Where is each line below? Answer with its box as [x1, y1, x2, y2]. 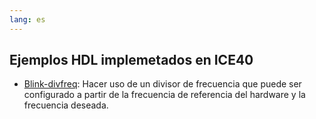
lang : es [9, 14, 46, 25]
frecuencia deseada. [23, 99, 109, 111]
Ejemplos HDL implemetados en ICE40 [9, 52, 254, 69]
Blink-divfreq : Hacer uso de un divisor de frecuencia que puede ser [23, 78, 302, 90]
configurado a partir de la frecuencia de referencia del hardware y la [23, 89, 306, 101]
